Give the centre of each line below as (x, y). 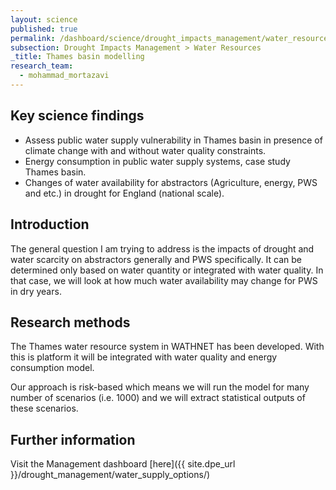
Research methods (70, 322)
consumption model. (52, 368)
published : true (44, 29)
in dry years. (36, 291)
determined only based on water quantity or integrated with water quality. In (167, 270)
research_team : (42, 66)
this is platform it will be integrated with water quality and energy (144, 357)
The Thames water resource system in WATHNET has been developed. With (167, 347)
